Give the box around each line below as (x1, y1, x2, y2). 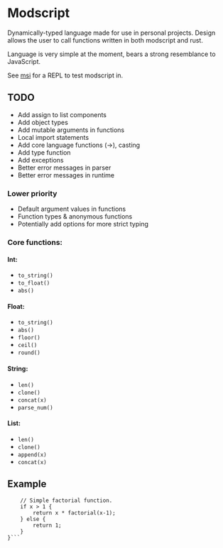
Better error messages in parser (17, 163, 111, 172)
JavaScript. (7, 57, 41, 65)
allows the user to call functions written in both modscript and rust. (7, 35, 204, 44)
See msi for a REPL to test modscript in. (7, 71, 124, 80)
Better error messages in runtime (17, 170, 115, 179)
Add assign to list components (17, 110, 107, 119)
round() (17, 349, 40, 356)
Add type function (17, 148, 71, 157)
